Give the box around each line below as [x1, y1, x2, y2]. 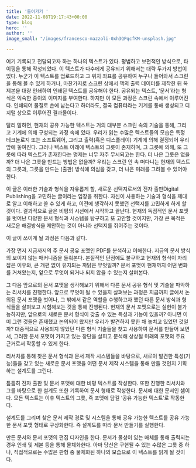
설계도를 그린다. [16, 367, 53, 374]
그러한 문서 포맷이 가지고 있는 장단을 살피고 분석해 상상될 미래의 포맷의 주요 [13, 333, 185, 340]
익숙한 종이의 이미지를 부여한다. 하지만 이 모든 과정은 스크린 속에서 [16, 94, 169, 101]
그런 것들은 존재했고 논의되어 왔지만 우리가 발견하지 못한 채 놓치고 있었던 [12, 318, 178, 325]
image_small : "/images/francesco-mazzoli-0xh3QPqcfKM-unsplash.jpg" [6, 36, 177, 42]
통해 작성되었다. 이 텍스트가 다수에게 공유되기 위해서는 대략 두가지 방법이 [21, 65, 187, 72]
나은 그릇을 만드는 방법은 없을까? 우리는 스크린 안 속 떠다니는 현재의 [20, 158, 175, 165]
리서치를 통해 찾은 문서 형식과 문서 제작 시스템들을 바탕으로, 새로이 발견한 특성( [6, 352, 186, 360]
